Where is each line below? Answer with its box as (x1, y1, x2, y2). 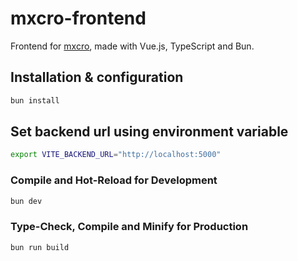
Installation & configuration (10, 69, 184, 86)
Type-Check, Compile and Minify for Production (10, 220, 249, 234)
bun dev (10, 196, 43, 206)
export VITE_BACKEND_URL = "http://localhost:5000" (10, 150, 222, 160)
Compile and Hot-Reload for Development (10, 173, 218, 187)
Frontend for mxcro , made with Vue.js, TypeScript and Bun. (10, 40, 255, 52)
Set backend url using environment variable (10, 123, 289, 141)
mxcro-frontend (10, 7, 147, 30)
